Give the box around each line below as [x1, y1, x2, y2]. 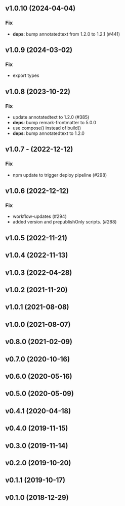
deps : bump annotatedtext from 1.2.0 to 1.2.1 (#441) [12, 31, 120, 37]
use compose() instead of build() [12, 125, 81, 131]
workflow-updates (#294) [12, 213, 67, 219]
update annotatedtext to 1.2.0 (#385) [12, 114, 90, 120]
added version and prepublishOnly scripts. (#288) [12, 219, 117, 225]
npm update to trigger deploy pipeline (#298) [12, 172, 107, 178]
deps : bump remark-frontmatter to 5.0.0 [12, 120, 96, 126]
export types [12, 72, 39, 78]
